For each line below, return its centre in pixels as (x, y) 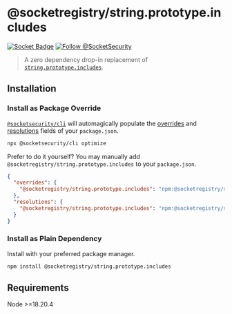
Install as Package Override (54, 108)
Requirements (38, 288)
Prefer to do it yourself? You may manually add (74, 156)
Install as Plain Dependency (55, 239)
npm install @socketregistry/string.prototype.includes (89, 266)
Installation (32, 88)
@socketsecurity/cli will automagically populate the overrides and (102, 123)
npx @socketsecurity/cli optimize (57, 143)
